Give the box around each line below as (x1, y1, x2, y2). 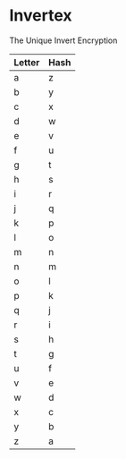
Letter (13, 55, 40, 68)
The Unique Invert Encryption (9, 35, 118, 46)
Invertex (9, 5, 73, 26)
